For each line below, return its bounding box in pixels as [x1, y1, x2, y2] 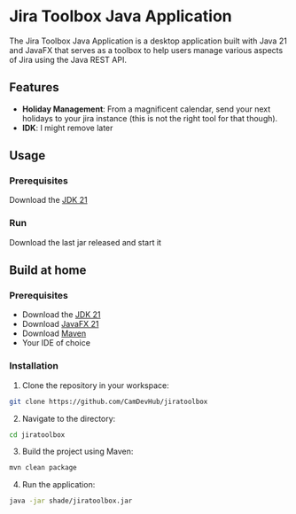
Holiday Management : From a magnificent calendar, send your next [21, 104, 271, 114]
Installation [9, 360, 59, 372]
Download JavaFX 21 [21, 319, 99, 330]
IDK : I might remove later [21, 122, 113, 133]
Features [9, 80, 59, 95]
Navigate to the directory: [21, 413, 116, 424]
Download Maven [21, 328, 87, 339]
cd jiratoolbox [9, 430, 66, 440]
